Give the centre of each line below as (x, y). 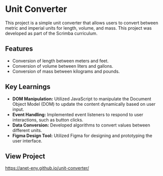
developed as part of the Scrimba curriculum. (51, 33)
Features (19, 49)
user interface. (27, 141)
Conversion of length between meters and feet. (60, 61)
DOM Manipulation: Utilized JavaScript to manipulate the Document (82, 99)
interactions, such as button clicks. (48, 120)
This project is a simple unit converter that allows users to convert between (82, 23)
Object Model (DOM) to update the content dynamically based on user (84, 104)
